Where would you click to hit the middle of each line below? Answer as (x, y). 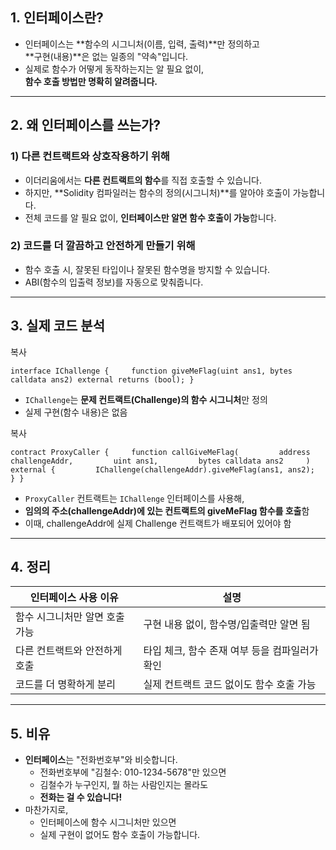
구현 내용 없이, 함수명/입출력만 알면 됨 (227, 625)
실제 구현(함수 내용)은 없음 (76, 412)
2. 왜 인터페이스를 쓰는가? (86, 125)
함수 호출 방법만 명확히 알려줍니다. (91, 81)
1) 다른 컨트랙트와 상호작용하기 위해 (90, 156)
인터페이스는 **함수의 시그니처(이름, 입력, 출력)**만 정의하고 (142, 44)
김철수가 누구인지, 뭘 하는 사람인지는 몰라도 (124, 785)
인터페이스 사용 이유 (74, 598)
